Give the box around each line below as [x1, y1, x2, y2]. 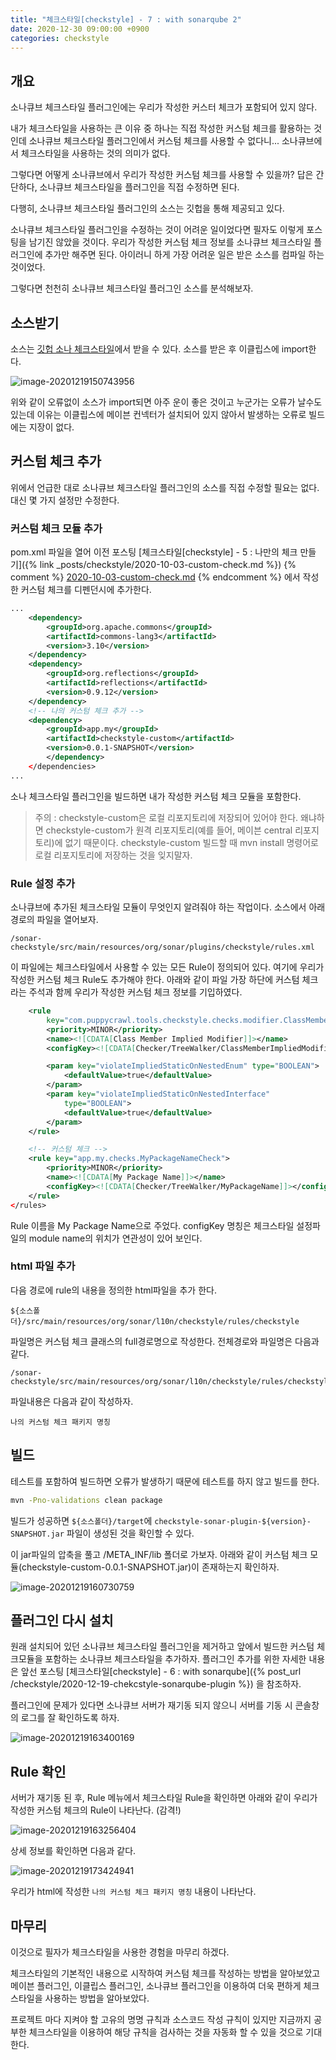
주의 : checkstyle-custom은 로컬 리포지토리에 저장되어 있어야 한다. [34, 811, 299, 823]
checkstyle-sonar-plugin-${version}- [154, 1516, 312, 1526]
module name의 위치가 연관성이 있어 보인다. [28, 1232, 203, 1244]
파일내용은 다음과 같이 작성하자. [10, 1395, 134, 1407]
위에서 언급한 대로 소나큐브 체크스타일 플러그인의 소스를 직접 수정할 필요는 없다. [10, 481, 320, 493]
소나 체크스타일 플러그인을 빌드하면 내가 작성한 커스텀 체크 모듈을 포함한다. [10, 790, 302, 802]
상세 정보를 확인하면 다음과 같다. [10, 1845, 137, 1857]
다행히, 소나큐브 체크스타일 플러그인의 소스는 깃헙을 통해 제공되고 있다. [10, 202, 285, 215]
